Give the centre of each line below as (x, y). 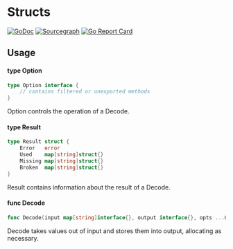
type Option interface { (43, 85)
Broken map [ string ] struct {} (62, 167)
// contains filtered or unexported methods (85, 92)
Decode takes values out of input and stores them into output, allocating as (114, 231)
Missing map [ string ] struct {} (62, 161)
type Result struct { (38, 142)
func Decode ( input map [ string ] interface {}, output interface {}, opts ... (116, 218)
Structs (29, 12)
